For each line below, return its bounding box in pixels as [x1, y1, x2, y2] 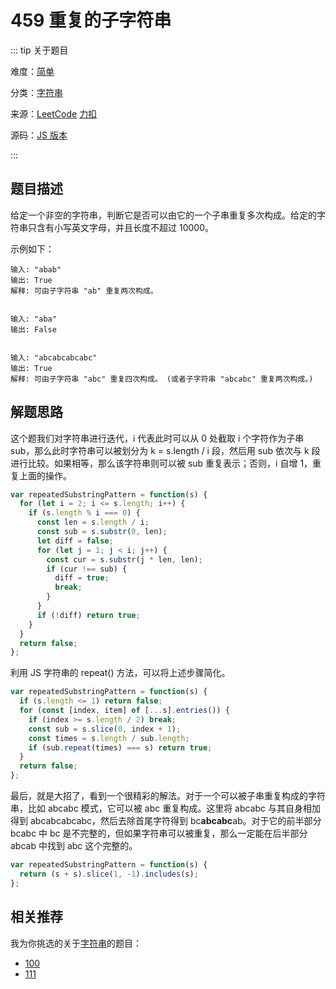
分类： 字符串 [10, 86, 63, 98]
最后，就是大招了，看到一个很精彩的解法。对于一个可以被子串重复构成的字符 [10, 790, 326, 802]
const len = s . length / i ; [36, 517, 150, 528]
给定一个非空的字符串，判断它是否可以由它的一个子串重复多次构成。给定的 [10, 209, 317, 221]
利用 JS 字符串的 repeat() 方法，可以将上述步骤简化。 [10, 667, 231, 679]
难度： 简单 [10, 65, 55, 77]
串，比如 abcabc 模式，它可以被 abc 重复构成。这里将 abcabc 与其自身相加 [10, 802, 322, 815]
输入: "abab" [10, 264, 62, 275]
